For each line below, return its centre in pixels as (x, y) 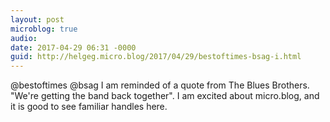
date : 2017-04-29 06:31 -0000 (73, 47)
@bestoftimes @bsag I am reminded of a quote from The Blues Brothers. (160, 85)
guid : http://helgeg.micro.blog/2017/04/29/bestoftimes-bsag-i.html (156, 57)
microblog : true (44, 29)
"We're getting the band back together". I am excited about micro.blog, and (165, 96)
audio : (24, 38)
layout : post (37, 19)
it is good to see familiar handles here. (89, 107)
